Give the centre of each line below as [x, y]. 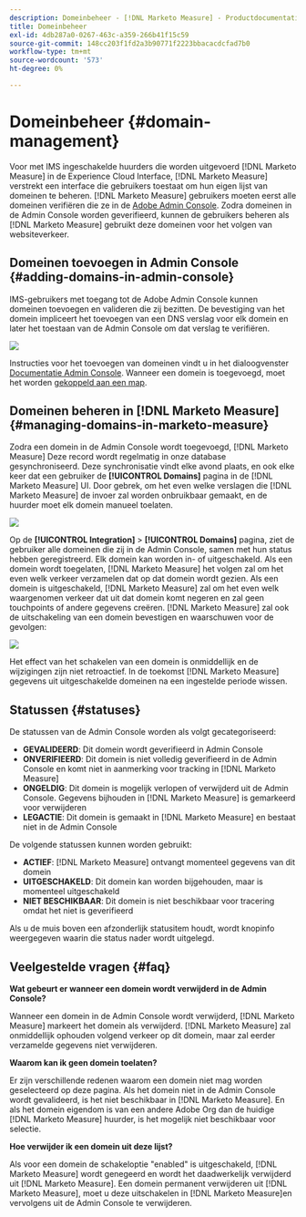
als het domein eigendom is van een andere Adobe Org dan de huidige [142, 1109]
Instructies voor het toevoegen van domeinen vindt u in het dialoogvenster [149, 363]
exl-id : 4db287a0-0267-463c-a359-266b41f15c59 [99, 35]
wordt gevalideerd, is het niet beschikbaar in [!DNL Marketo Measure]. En [147, 1100]
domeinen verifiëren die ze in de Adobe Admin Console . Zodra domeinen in [151, 205]
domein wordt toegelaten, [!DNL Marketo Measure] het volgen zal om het [147, 569]
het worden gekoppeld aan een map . [78, 382]
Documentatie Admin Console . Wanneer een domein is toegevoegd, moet [147, 372]
